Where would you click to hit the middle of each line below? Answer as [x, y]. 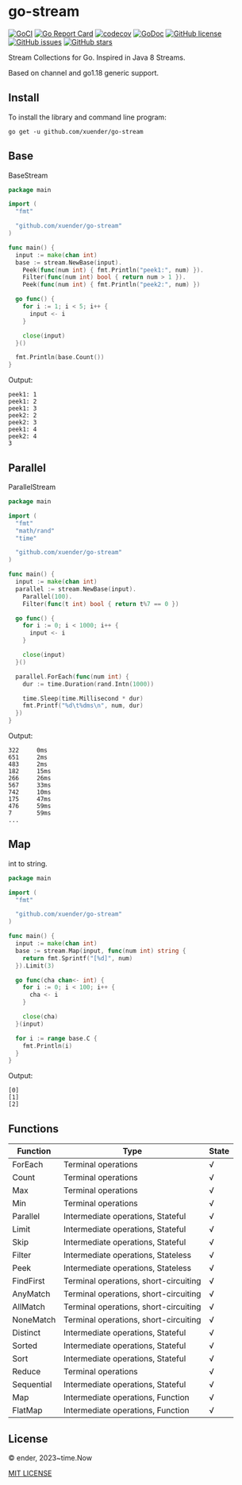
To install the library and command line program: [87, 117]
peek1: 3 [23, 408]
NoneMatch [34, 1320]
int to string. [28, 863]
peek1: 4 [23, 430]
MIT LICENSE [30, 1473]
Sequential [32, 1385]
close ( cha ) [40, 1017]
